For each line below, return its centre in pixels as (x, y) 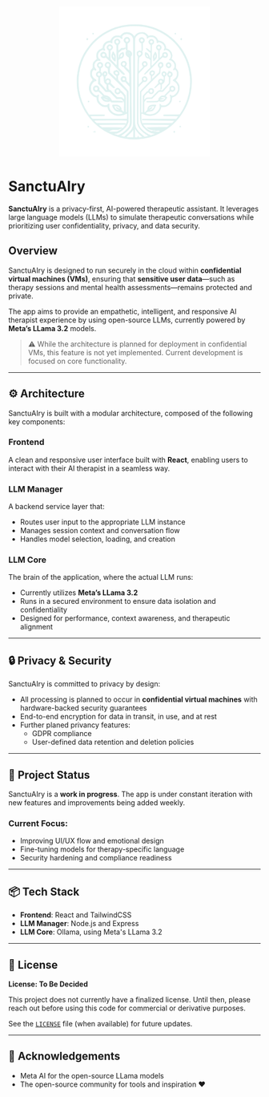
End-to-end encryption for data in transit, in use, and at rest (118, 717)
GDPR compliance (62, 734)
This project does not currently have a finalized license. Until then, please (129, 1000)
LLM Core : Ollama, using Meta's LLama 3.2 (91, 932)
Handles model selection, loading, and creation (98, 539)
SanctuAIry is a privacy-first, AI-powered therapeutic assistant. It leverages (133, 208)
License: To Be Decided (48, 984)
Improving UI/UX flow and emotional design (92, 841)
